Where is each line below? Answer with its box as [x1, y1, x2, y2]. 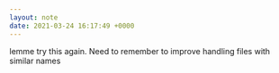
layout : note [9, 12, 58, 22]
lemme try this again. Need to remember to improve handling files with [9, 45, 271, 56]
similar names [9, 55, 61, 66]
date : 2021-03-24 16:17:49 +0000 [9, 21, 135, 30]
